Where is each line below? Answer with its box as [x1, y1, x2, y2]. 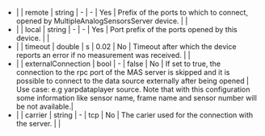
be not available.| [15, 101, 74, 111]
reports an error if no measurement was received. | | [15, 51, 191, 60]
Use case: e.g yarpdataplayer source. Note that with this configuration [15, 84, 250, 94]
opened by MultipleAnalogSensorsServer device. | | [15, 16, 188, 26]
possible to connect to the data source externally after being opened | [15, 76, 249, 85]
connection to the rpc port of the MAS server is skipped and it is [15, 68, 230, 76]
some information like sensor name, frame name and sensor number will [15, 93, 257, 102]
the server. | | [15, 119, 61, 128]
